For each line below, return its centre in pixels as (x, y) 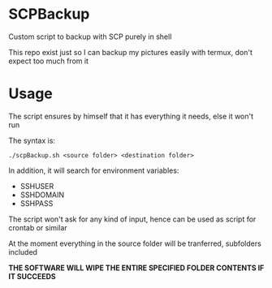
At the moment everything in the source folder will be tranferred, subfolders (135, 243)
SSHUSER (37, 186)
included (23, 251)
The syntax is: (32, 140)
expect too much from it (49, 61)
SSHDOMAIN (42, 195)
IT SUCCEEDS (32, 276)
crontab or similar (38, 227)
